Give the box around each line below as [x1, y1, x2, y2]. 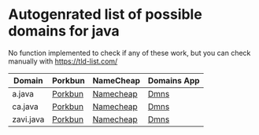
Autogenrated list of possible [8, 5, 202, 24]
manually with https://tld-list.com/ [8, 57, 118, 66]
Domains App [147, 75, 200, 86]
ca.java [12, 100, 39, 111]
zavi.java [12, 114, 45, 125]
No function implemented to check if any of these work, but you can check [8, 48, 251, 57]
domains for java [8, 22, 120, 40]
